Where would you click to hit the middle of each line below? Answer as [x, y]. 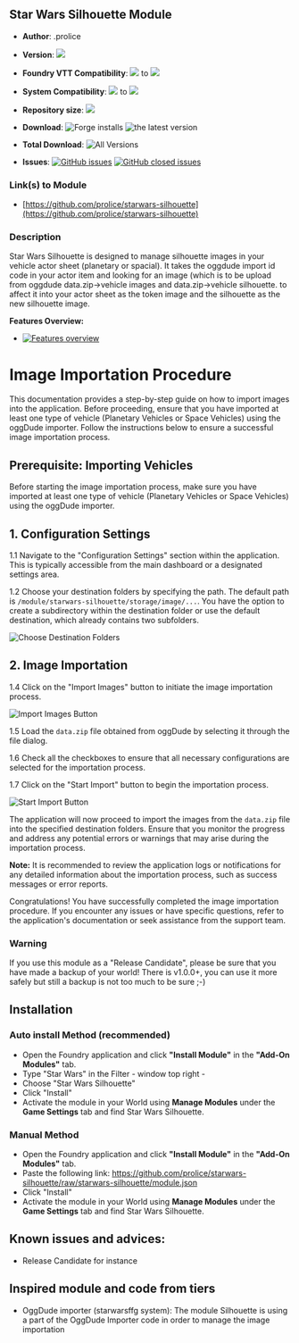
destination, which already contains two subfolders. [104, 620]
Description [35, 238]
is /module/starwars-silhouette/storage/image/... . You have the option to [147, 601]
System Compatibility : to [75, 91]
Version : [38, 54]
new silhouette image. [50, 304]
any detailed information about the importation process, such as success [143, 874]
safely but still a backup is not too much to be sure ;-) [108, 982]
